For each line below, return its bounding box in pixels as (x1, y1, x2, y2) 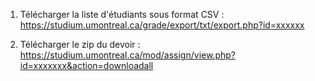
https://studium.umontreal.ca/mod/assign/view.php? (19, 49, 236, 61)
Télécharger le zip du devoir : (19, 39, 141, 50)
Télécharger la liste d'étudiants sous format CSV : (19, 9, 225, 20)
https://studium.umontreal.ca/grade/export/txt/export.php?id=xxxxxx (19, 19, 305, 31)
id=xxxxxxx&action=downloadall (19, 60, 154, 71)
